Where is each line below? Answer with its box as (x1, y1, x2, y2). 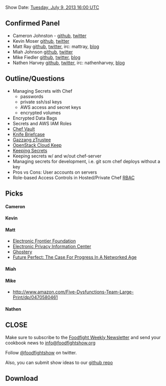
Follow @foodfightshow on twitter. (5, 349, 77, 355)
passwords (20, 93, 44, 99)
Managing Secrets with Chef (12, 88, 73, 94)
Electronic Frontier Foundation (12, 238, 76, 244)
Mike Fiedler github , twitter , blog (12, 54, 81, 60)
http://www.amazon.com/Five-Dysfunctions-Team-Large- (12, 289, 134, 295)
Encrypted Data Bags (12, 115, 57, 121)
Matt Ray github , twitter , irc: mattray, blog (12, 43, 99, 49)
